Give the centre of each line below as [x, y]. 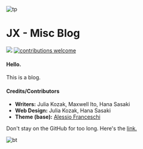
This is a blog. [23, 77]
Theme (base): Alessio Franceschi [57, 117]
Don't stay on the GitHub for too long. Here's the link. [72, 129]
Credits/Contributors [33, 91]
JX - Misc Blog [43, 33]
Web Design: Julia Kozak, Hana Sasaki [63, 111]
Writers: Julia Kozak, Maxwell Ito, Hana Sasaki [72, 104]
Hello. [14, 64]
